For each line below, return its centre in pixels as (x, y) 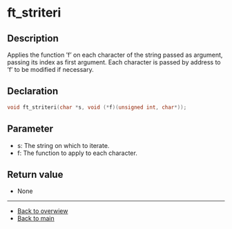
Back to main (36, 219)
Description (33, 38)
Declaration (33, 91)
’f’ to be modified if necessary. (51, 70)
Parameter (30, 129)
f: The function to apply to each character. (77, 153)
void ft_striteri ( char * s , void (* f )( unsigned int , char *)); (97, 107)
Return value (35, 174)
